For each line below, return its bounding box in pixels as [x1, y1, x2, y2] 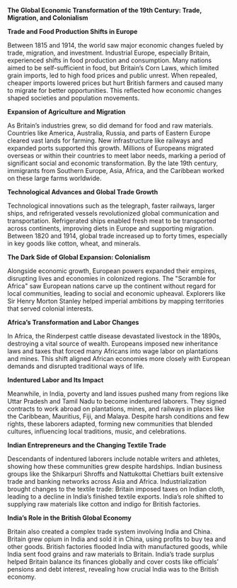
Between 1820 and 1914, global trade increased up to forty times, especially [7, 232, 228, 240]
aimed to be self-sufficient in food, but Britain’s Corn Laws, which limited [7, 64, 219, 72]
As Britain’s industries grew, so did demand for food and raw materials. [7, 121, 214, 130]
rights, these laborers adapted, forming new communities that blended [7, 420, 213, 428]
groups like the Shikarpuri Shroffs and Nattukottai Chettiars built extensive [7, 470, 224, 478]
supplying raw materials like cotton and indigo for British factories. [7, 500, 201, 508]
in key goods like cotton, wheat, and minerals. [7, 239, 141, 248]
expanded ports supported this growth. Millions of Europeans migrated [7, 144, 214, 152]
